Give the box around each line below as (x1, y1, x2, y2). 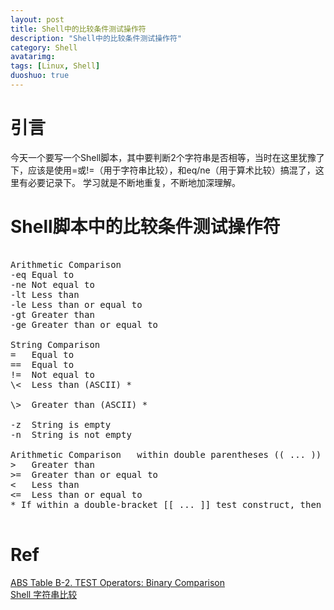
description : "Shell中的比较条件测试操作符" (10, 33, 183, 43)
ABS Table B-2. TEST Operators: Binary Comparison (10, 576, 225, 588)
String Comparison (10, 339, 101, 350)
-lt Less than (10, 289, 80, 300)
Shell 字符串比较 (10, 588, 78, 600)
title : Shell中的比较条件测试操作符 (10, 24, 147, 34)
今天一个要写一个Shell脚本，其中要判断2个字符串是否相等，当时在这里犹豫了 (10, 151, 325, 163)
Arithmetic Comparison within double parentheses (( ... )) (10, 449, 322, 460)
